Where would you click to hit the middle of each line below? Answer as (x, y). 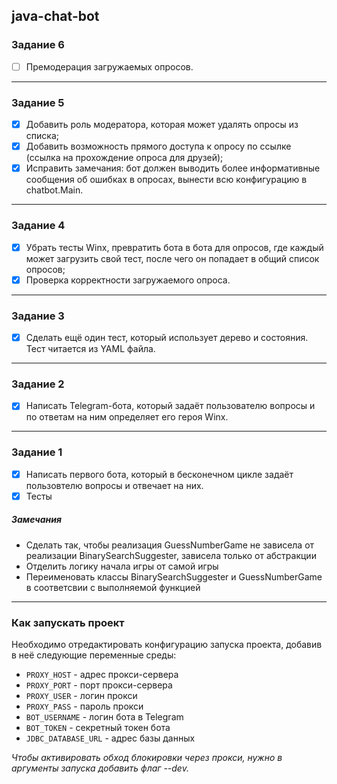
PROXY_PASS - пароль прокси (84, 706)
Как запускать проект (68, 622)
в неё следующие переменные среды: (94, 655)
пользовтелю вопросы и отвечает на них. (114, 485)
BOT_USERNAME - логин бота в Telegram (104, 717)
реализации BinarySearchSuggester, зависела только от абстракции (171, 555)
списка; (42, 136)
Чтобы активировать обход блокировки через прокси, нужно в (147, 758)
